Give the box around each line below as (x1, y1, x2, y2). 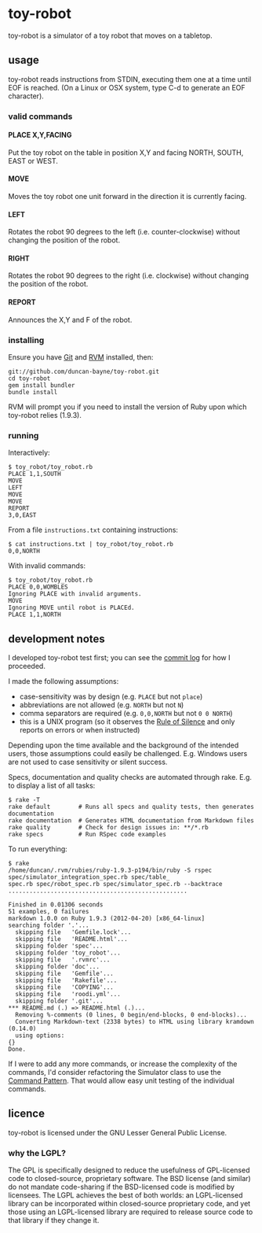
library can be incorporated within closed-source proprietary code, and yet (8, 1199, 251, 1209)
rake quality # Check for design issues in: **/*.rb (8, 824, 209, 832)
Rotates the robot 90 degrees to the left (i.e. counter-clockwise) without (8, 227, 241, 237)
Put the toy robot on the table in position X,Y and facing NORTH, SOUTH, (8, 147, 244, 157)
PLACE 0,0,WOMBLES (8, 583, 68, 591)
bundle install (8, 388, 58, 396)
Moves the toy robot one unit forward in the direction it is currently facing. (8, 192, 247, 201)
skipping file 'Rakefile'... (15, 976, 118, 984)
